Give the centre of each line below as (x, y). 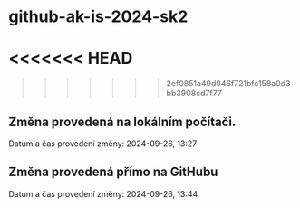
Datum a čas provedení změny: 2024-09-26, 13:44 (103, 193)
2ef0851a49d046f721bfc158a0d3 (228, 84)
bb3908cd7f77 (194, 94)
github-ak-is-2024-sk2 (98, 17)
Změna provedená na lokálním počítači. (122, 121)
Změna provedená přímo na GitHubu (113, 172)
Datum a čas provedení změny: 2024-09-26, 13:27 (103, 144)
